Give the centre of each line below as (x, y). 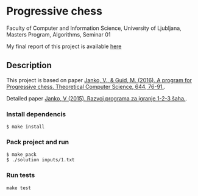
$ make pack (21, 155)
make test (19, 188)
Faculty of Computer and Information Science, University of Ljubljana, (94, 28)
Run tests (21, 175)
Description (29, 65)
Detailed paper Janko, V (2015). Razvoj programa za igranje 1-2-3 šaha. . (97, 98)
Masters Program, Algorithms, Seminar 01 (58, 34)
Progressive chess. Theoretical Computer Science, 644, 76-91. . (86, 86)
